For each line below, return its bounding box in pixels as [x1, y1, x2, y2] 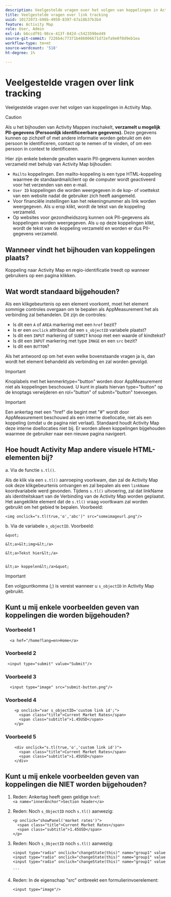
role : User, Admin [5, 27, 44, 32]
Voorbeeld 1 [5, 626, 36, 634]
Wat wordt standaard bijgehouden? [5, 287, 120, 296]
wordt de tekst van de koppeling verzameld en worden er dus [12, 225, 142, 231]
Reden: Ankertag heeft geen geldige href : [12, 793, 101, 799]
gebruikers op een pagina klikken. [5, 273, 76, 279]
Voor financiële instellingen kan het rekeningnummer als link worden [12, 198, 156, 204]
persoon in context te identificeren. [5, 146, 79, 152]
